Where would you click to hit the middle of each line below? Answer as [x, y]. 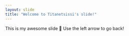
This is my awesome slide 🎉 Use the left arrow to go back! [65, 28]
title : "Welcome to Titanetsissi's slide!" [51, 14]
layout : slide [20, 10]
